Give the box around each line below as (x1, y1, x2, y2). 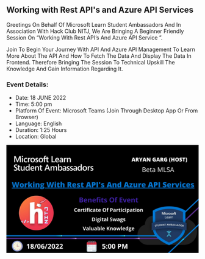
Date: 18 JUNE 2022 (15, 94, 67, 102)
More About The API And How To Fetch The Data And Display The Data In (6, 52, 192, 60)
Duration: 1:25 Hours (15, 126, 67, 134)
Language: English (15, 120, 62, 127)
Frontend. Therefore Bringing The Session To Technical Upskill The (6, 58, 175, 66)
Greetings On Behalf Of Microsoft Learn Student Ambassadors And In (6, 21, 181, 28)
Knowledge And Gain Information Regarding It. (6, 65, 123, 72)
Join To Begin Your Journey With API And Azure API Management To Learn (6, 46, 195, 53)
